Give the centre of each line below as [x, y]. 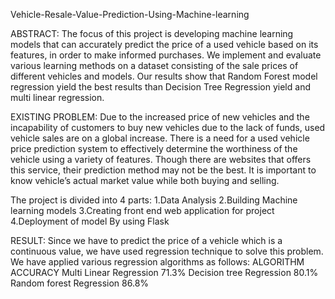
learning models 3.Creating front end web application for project [142, 210]
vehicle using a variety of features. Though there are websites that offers [161, 159]
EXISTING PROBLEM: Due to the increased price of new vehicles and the [160, 117]
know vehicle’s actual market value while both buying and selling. [145, 180]
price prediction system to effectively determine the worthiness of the [154, 148]
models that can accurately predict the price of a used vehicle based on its [164, 44]
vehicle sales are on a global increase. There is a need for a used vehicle [160, 138]
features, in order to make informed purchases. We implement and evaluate [166, 55]
